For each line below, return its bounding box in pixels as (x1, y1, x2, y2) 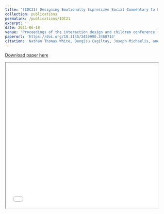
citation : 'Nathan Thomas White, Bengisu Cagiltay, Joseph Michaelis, (5, 39, 151, 44)
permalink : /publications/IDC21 (5, 16, 70, 21)
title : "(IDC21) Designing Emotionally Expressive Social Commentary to (5, 7, 155, 12)
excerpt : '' (5, 20, 29, 26)
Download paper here (5, 52, 49, 58)
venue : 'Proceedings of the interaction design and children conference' (5, 30, 158, 35)
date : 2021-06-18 (5, 25, 40, 30)
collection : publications (5, 12, 57, 17)
